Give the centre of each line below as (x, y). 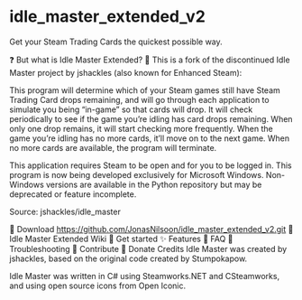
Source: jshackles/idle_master (65, 211)
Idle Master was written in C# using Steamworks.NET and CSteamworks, (145, 276)
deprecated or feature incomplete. (73, 194)
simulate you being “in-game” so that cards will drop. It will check (131, 109)
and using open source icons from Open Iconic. (98, 286)
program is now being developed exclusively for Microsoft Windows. (137, 174)
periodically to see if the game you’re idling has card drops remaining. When (151, 118)
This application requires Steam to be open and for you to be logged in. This (151, 165)
